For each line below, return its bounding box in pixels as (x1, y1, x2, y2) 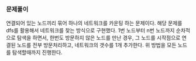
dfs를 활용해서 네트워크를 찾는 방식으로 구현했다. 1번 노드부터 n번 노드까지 (6, 27, 175, 34)
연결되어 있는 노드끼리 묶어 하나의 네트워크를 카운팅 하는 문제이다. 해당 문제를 (6, 19, 183, 27)
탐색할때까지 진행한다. (12, 49, 63, 56)
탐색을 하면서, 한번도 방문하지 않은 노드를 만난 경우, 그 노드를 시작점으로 (16, 34, 181, 42)
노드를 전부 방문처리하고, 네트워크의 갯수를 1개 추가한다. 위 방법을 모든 (16, 42, 177, 49)
